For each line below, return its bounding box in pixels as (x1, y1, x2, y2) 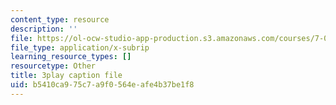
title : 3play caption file (10, 71, 123, 81)
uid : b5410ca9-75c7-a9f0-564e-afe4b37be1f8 (10, 80, 195, 90)
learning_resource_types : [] (10, 52, 132, 62)
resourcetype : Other (10, 61, 97, 71)
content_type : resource (10, 14, 110, 25)
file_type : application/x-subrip (10, 42, 150, 53)
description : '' (10, 24, 78, 34)
